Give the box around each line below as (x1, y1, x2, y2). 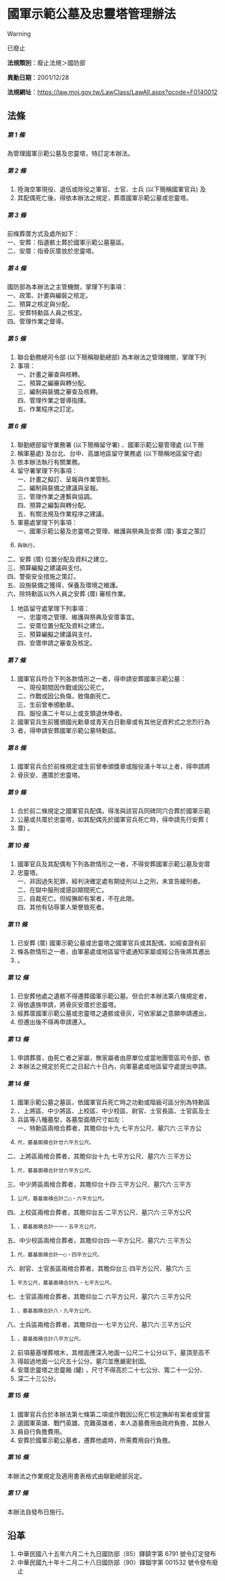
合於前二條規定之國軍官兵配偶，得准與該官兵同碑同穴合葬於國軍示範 (17, 807, 211, 815)
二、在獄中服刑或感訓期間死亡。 (17, 885, 108, 894)
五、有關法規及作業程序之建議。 (17, 510, 108, 518)
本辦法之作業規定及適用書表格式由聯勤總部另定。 (7, 1472, 146, 1480)
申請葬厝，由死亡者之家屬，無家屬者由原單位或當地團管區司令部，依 (17, 1053, 211, 1062)
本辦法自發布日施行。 (7, 1507, 67, 1516)
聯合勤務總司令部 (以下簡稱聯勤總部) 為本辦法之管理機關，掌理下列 (17, 353, 206, 361)
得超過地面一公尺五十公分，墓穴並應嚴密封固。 (17, 1357, 150, 1365)
